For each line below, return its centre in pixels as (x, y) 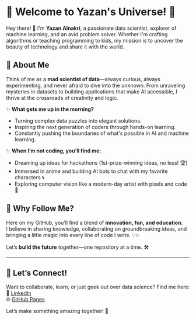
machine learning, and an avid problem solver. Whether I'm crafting (87, 34)
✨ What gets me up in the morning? (50, 109)
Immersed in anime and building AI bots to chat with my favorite (91, 171)
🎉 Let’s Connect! (37, 273)
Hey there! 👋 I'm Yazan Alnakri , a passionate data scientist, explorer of (91, 28)
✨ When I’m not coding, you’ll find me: (54, 151)
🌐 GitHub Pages (25, 300)
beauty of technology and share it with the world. (65, 47)
